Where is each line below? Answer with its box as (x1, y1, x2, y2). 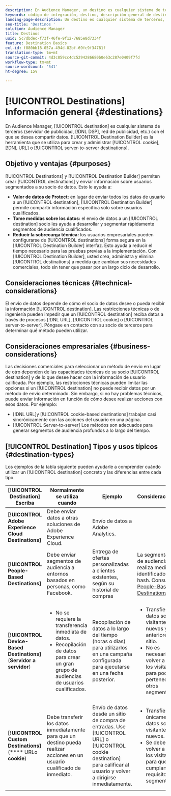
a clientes (92, 567, 116, 574)
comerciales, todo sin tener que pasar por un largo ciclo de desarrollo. (12, 264, 160, 270)
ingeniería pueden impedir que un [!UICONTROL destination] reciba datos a (5, 311, 164, 317)
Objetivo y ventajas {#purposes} (5, 159, 111, 168)
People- (8, 567, 28, 574)
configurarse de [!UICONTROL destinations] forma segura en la (12, 237, 146, 243)
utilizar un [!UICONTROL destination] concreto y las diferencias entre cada (5, 469, 162, 475)
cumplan (146, 764, 167, 772)
